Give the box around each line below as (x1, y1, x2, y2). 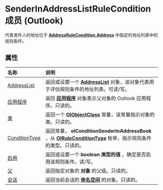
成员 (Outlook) (5, 15, 64, 26)
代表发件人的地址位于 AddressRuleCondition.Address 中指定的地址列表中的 (5, 32, 158, 38)
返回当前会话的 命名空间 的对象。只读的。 (45, 176, 141, 183)
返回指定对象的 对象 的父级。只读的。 (45, 167, 131, 174)
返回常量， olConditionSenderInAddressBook (45, 127, 152, 134)
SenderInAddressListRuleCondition (5, 3, 151, 15)
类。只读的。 (45, 118, 75, 125)
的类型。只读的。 (45, 142, 84, 148)
